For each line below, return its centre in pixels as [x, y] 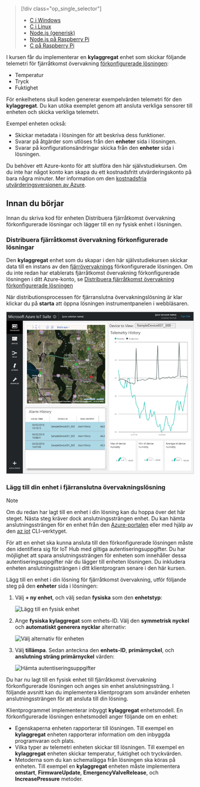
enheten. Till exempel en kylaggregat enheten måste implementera [97, 766]
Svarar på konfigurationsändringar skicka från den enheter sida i [94, 148]
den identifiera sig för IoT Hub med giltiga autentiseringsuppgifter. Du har [96, 549]
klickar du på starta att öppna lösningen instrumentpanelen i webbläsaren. [98, 303]
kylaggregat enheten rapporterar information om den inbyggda [93, 734]
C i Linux [40, 27]
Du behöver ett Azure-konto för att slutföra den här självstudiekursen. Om [97, 166]
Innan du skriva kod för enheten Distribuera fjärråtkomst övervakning [91, 218]
